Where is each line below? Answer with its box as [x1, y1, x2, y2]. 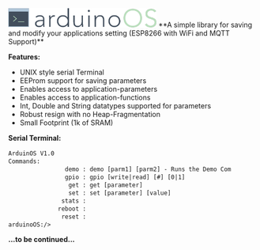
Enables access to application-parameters [19, 84, 158, 93]
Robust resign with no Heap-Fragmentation [19, 109, 160, 119]
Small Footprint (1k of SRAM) [19, 118, 114, 127]
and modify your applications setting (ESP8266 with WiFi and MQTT [8, 28, 231, 38]
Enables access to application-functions [19, 93, 151, 102]
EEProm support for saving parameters [19, 75, 147, 85]
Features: [8, 51, 41, 62]
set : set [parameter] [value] [68, 189, 171, 197]
